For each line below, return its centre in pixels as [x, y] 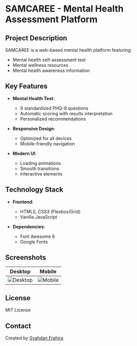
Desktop [20, 272]
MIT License [18, 310]
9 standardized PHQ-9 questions [54, 108]
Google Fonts [34, 241]
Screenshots [26, 258]
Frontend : [23, 202]
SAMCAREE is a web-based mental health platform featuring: [68, 50]
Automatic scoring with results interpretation [66, 113]
